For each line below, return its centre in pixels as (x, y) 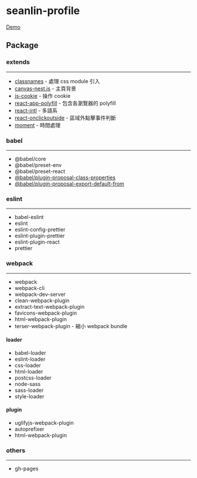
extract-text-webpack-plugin (50, 306)
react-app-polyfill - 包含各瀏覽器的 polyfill (65, 103)
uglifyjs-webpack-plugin (44, 422)
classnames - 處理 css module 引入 (57, 81)
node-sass (28, 384)
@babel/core (30, 159)
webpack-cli (30, 288)
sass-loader (29, 390)
